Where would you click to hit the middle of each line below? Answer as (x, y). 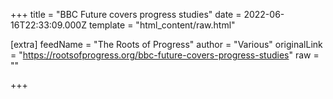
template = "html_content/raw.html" (162, 25)
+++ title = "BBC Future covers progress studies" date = (126, 14)
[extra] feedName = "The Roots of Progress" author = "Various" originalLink (166, 44)
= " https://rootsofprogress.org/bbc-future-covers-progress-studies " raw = (165, 55)
